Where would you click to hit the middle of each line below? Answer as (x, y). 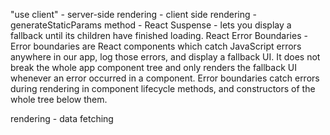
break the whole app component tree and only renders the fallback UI (153, 67)
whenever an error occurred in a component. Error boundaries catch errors (165, 78)
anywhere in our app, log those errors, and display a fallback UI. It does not (165, 57)
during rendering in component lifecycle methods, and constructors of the (163, 88)
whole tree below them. (59, 99)
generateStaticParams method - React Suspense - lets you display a (151, 25)
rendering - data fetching (62, 118)
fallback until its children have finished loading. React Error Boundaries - (159, 35)
